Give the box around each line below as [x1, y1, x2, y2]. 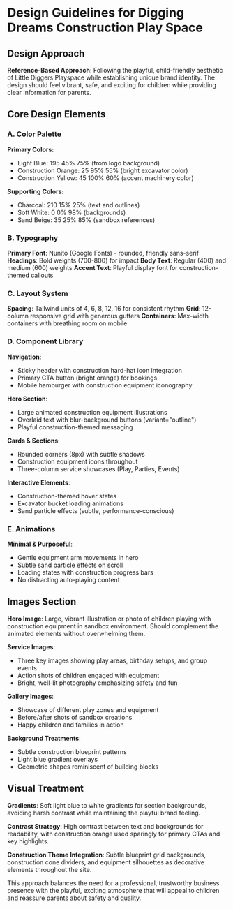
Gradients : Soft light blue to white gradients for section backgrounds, [7, 801, 207, 809]
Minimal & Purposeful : [7, 540, 73, 548]
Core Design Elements [7, 108, 106, 120]
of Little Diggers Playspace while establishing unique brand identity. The [7, 73, 215, 82]
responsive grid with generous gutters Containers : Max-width [30, 312, 209, 320]
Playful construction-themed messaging [17, 422, 133, 431]
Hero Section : [7, 394, 48, 403]
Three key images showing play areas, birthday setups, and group [17, 656, 208, 665]
